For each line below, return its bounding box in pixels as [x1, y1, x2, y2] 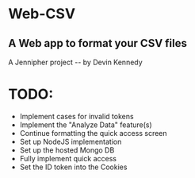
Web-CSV [8, 5, 76, 23]
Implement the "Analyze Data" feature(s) [19, 120, 152, 130]
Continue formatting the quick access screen [19, 128, 168, 137]
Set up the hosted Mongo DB [19, 145, 115, 155]
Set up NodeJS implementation [19, 137, 122, 146]
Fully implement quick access [19, 153, 117, 163]
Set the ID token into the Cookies [19, 162, 128, 172]
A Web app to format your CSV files [8, 37, 188, 50]
